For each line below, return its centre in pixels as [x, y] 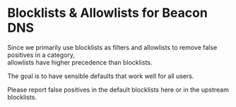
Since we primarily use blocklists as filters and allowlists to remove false [112, 47]
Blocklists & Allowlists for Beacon [108, 13]
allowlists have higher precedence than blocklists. [80, 62]
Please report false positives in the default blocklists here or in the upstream [118, 89]
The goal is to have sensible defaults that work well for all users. [101, 76]
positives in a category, [41, 55]
